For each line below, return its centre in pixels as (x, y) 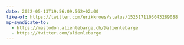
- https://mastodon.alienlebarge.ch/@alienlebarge (75, 28)
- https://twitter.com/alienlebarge (56, 33)
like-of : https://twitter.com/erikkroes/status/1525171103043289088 (92, 17)
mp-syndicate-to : (27, 22)
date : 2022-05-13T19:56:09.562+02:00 (52, 11)
